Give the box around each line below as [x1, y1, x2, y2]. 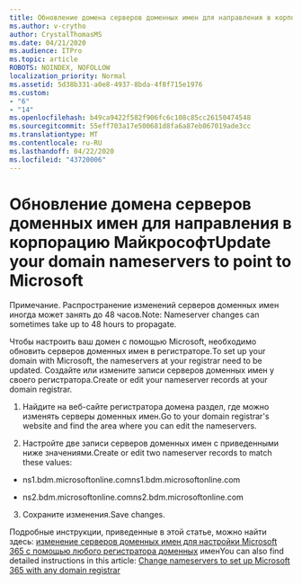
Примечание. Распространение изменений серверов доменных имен [9, 300, 280, 311]
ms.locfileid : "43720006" [9, 155, 106, 164]
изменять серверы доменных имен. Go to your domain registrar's [22, 411, 270, 422]
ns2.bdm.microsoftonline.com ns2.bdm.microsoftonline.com [22, 491, 244, 503]
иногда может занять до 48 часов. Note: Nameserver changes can [9, 309, 260, 320]
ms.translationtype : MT [9, 130, 99, 139]
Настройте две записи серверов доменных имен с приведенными [22, 438, 280, 449]
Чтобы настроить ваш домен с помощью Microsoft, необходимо [9, 336, 257, 347]
